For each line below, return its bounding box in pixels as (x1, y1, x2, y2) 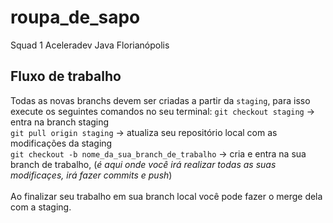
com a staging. (10, 201, 72, 213)
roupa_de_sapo (10, 6, 141, 29)
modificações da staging (10, 137, 113, 149)
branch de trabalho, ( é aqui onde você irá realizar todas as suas (10, 158, 277, 170)
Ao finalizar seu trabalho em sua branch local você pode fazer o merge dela (10, 190, 323, 202)
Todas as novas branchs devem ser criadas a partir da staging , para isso (10, 94, 311, 106)
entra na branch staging (10, 116, 110, 128)
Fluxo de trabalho (10, 68, 122, 85)
